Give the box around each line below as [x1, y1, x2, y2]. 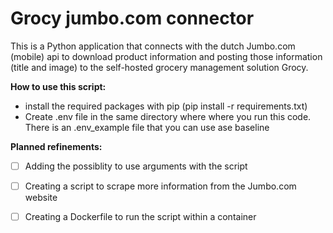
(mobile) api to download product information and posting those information [10, 50, 323, 62]
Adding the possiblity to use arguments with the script [24, 160, 248, 172]
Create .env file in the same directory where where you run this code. [24, 110, 312, 122]
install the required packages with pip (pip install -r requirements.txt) [24, 100, 308, 112]
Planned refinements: [10, 140, 103, 152]
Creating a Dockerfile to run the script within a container [24, 211, 257, 223]
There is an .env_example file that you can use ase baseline [24, 121, 270, 133]
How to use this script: [10, 80, 107, 92]
